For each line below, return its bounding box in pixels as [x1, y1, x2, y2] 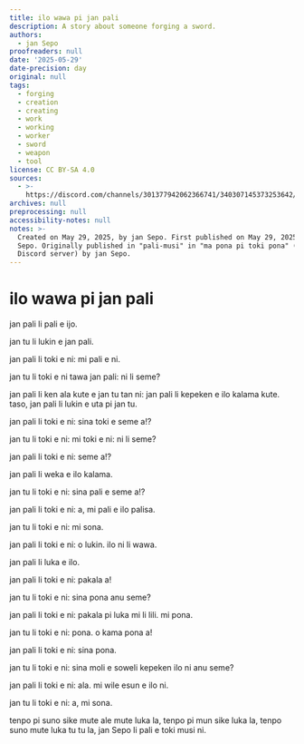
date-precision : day [9, 64, 88, 73]
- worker [17, 132, 51, 141]
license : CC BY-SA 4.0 [9, 165, 95, 174]
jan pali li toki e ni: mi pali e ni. [9, 354, 120, 365]
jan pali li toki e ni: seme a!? [9, 451, 112, 463]
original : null [9, 73, 67, 82]
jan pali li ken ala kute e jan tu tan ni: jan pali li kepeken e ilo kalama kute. [9, 389, 280, 400]
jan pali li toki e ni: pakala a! [9, 574, 112, 585]
